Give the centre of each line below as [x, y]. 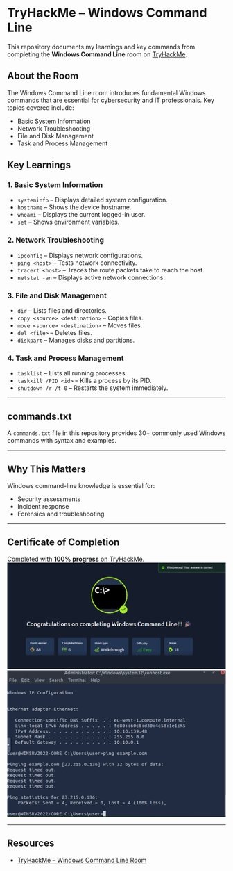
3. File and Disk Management [57, 295]
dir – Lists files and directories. [62, 311]
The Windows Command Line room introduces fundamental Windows [106, 92]
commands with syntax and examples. [62, 441]
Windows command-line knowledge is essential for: [81, 485]
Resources [31, 844]
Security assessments [49, 499]
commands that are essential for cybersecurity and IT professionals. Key [111, 100]
